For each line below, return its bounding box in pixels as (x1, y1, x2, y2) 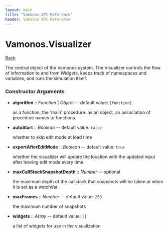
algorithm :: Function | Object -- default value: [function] (12, 99, 132, 106)
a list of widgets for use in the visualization (12, 222, 101, 229)
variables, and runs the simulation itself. (5, 75, 87, 82)
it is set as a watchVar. (12, 184, 59, 190)
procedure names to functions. (12, 114, 77, 121)
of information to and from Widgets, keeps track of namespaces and (5, 70, 147, 76)
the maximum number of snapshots (12, 203, 86, 209)
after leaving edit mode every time (12, 159, 84, 165)
